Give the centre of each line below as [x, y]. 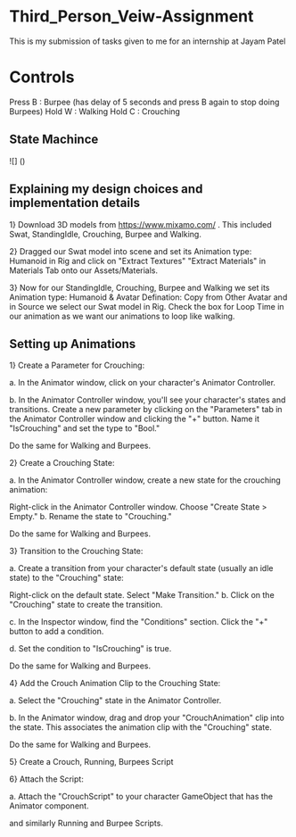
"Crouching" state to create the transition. [86, 605]
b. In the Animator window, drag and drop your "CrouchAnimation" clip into [147, 718]
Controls [42, 77]
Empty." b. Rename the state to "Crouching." [90, 517]
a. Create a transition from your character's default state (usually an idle [141, 568]
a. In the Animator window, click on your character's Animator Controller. [143, 383]
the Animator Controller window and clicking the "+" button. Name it [135, 419]
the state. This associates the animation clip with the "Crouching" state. [140, 727]
